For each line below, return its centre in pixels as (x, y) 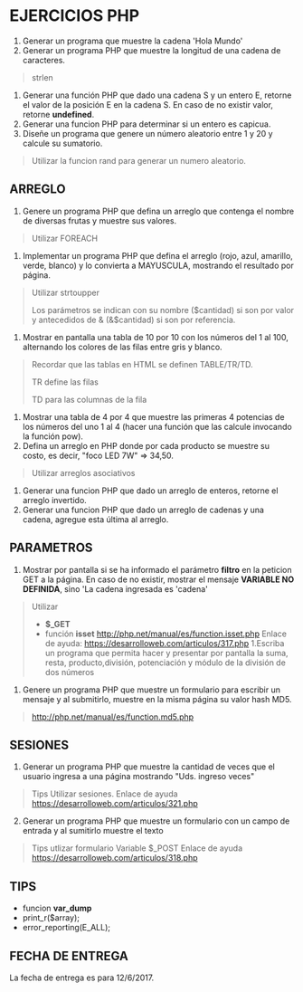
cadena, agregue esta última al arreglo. (95, 519)
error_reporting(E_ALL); (66, 928)
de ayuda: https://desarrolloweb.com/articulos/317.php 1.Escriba (165, 643)
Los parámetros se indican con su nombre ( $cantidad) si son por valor (163, 310)
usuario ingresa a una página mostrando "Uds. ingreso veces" (138, 777)
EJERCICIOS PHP (75, 16)
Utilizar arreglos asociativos (83, 472)
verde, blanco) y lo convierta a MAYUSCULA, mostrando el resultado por (158, 265)
